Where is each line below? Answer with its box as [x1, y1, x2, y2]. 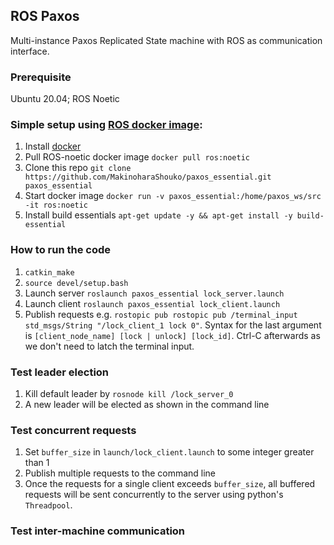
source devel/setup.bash [24, 278, 129, 288]
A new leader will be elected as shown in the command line [24, 399, 270, 410]
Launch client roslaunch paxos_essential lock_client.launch [24, 297, 281, 309]
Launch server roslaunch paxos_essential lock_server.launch [24, 287, 285, 299]
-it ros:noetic [24, 200, 89, 211]
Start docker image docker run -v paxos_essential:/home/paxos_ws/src [24, 190, 322, 202]
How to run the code [10, 243, 112, 257]
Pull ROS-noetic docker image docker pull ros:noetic [24, 151, 251, 163]
